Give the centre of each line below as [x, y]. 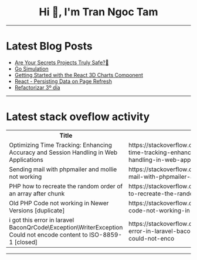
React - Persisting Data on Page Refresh [63, 81]
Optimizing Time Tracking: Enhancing [61, 145]
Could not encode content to [48, 235]
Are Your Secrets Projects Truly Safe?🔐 [62, 62]
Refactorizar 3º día [37, 87]
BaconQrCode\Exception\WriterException [66, 227]
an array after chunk [37, 194]
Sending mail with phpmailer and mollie [63, 169]
